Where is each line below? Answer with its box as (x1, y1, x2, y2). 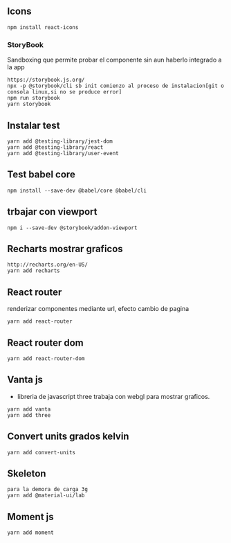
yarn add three (7, 411, 51, 418)
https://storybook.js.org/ (7, 76, 85, 84)
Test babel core (7, 169, 76, 181)
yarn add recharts (7, 267, 60, 274)
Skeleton (7, 468, 46, 479)
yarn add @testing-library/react (7, 143, 104, 151)
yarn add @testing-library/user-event (7, 150, 119, 157)
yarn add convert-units (7, 449, 76, 456)
